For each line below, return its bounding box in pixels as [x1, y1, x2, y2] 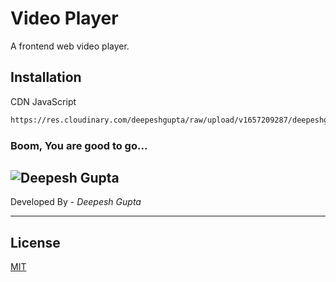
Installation [10, 69, 82, 86]
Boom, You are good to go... [10, 138, 148, 152]
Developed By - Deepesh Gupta [10, 196, 142, 208]
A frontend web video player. [10, 40, 130, 52]
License [10, 234, 61, 251]
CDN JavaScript [10, 95, 77, 107]
